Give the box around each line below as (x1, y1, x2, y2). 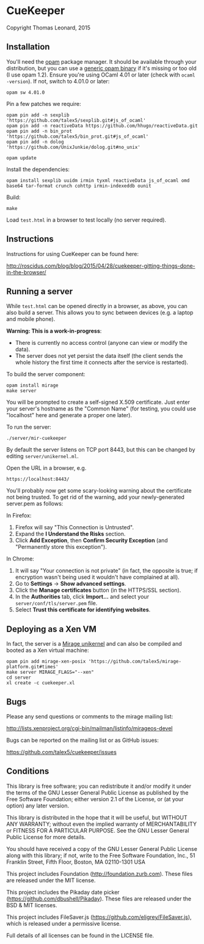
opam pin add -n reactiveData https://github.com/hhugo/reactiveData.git (6, 123, 199, 129)
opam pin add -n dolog (6, 138, 64, 145)
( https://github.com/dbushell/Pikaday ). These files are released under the (6, 895, 191, 902)
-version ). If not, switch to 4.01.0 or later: (6, 77, 110, 85)
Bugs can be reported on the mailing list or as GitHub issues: (6, 736, 159, 744)
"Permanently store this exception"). (15, 543, 107, 551)
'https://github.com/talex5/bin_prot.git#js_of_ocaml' (6, 133, 149, 140)
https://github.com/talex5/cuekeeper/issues (6, 749, 117, 755)
